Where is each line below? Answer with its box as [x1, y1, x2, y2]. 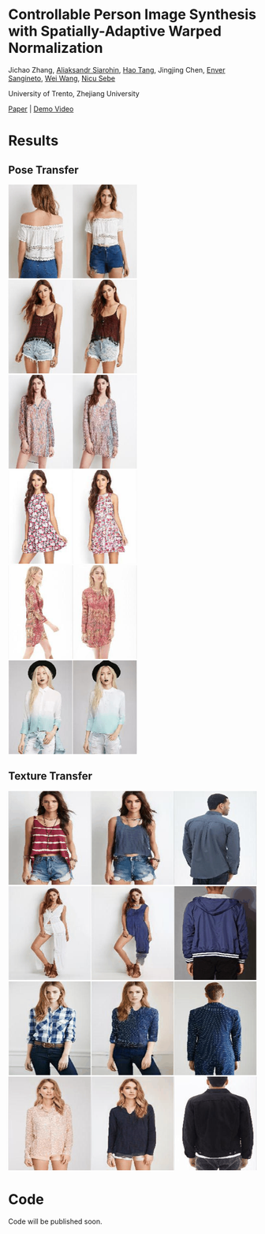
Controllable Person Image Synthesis [8, 6, 257, 24]
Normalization [8, 39, 103, 57]
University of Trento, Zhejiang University [8, 88, 140, 98]
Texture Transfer [8, 769, 93, 783]
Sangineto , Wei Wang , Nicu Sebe [8, 73, 116, 83]
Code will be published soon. [8, 1217, 103, 1226]
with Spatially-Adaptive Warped [8, 22, 222, 40]
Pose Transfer [8, 163, 79, 177]
